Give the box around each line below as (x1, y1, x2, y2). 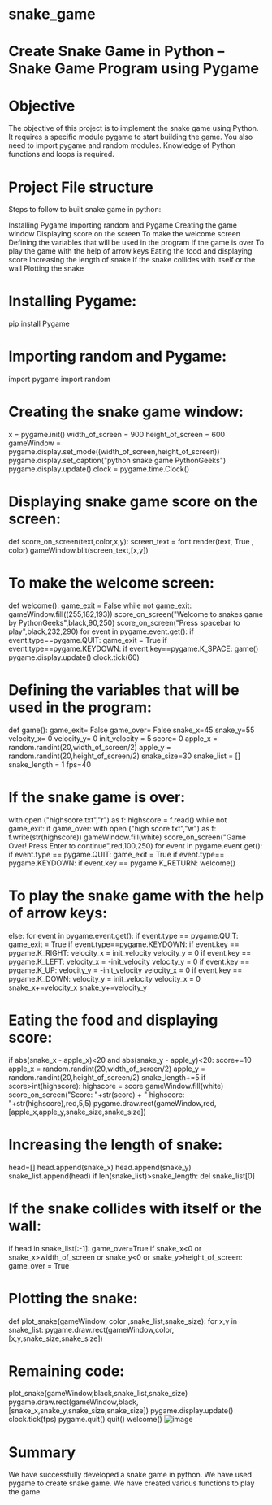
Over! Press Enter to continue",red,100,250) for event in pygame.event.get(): (8, 840, 263, 850)
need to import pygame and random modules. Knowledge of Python (8, 141, 235, 150)
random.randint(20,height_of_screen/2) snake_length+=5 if (8, 1072, 206, 1082)
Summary (8, 1443, 76, 1461)
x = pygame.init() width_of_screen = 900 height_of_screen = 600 (8, 430, 226, 440)
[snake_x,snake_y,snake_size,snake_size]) (8, 1406, 149, 1416)
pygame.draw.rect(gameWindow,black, (8, 1397, 140, 1407)
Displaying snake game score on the (8, 492, 258, 511)
